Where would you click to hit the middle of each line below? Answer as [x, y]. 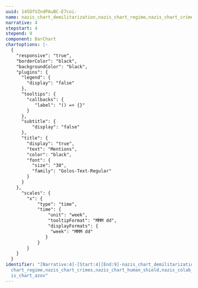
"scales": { [36, 193]
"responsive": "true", [44, 56]
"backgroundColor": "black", [52, 67]
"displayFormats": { [73, 226]
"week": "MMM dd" [72, 231]
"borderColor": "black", [47, 61]
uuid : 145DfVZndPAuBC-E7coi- [41, 12]
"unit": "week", [68, 215]
